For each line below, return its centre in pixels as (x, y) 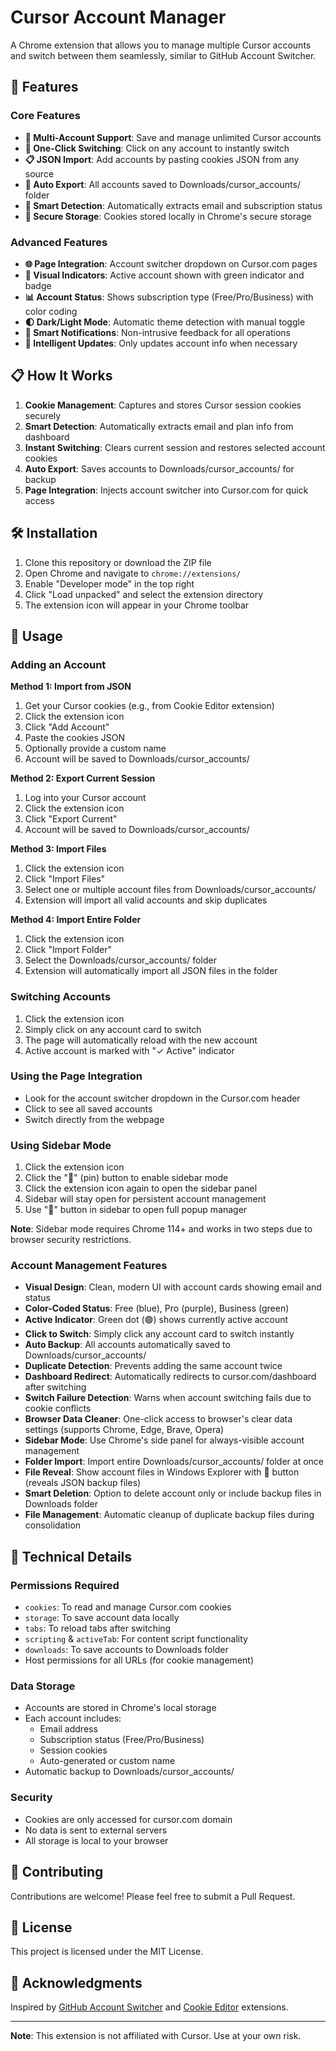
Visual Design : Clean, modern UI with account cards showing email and (173, 1287)
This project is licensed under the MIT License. (107, 1952)
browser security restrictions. (71, 1240)
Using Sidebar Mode (61, 1145)
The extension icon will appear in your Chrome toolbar (137, 605)
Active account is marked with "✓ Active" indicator (129, 1050)
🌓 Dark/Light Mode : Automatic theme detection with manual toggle (165, 322)
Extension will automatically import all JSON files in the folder (151, 971)
